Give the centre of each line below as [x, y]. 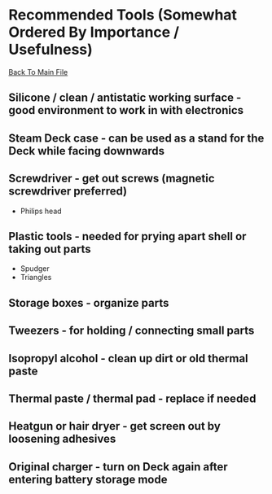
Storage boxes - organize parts [89, 303]
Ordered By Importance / [94, 32]
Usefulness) [51, 50]
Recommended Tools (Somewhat [123, 15]
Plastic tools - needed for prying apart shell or [127, 236]
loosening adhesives [62, 439]
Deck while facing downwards [87, 151]
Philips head [41, 211]
